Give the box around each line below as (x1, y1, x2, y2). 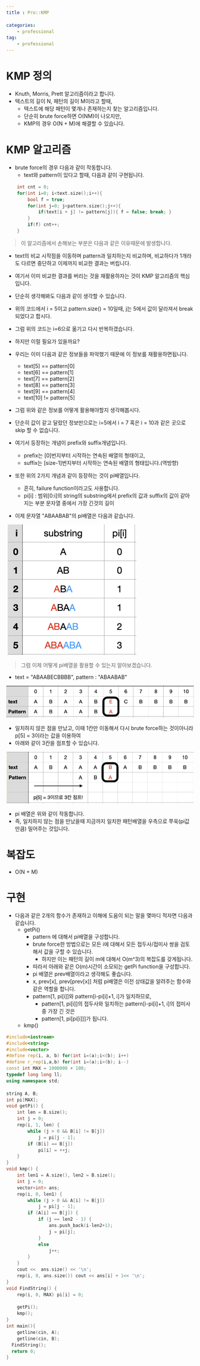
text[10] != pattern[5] (23, 394, 76, 401)
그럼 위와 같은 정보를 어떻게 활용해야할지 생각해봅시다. (14, 406, 141, 414)
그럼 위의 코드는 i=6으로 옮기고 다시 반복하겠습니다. (14, 325, 135, 332)
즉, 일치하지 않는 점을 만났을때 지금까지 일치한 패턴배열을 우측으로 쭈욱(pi (14, 817, 185, 825)
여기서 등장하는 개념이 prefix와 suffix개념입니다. (14, 439, 127, 446)
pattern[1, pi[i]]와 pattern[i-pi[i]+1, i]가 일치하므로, (32, 992, 152, 999)
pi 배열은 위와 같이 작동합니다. (14, 810, 85, 817)
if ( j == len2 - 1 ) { (37, 1216, 92, 1222)
